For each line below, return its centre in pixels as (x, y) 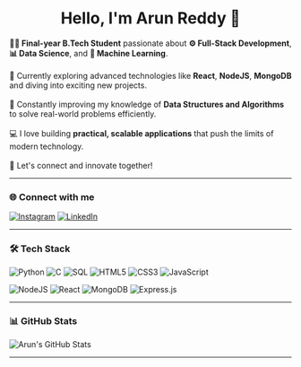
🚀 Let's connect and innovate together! (81, 165)
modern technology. (47, 146)
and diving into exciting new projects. (78, 85)
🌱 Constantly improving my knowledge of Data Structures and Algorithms (147, 104)
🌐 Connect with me (52, 197)
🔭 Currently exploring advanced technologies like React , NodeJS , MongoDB (150, 75)
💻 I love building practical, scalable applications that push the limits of (142, 133)
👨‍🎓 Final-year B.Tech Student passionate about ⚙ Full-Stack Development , (150, 43)
